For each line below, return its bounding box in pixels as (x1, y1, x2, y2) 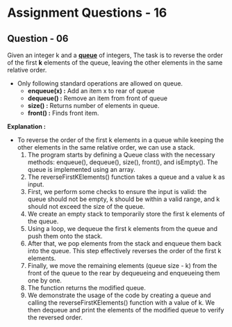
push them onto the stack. (27, 232, 103, 240)
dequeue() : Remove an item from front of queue (27, 94, 168, 102)
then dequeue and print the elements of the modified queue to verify (27, 306, 224, 314)
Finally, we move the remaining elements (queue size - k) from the (27, 262, 217, 269)
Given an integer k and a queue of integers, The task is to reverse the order (7, 51, 224, 59)
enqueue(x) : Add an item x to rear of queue (27, 87, 155, 95)
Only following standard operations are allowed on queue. (17, 79, 183, 88)
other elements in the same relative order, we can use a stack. (17, 143, 196, 151)
